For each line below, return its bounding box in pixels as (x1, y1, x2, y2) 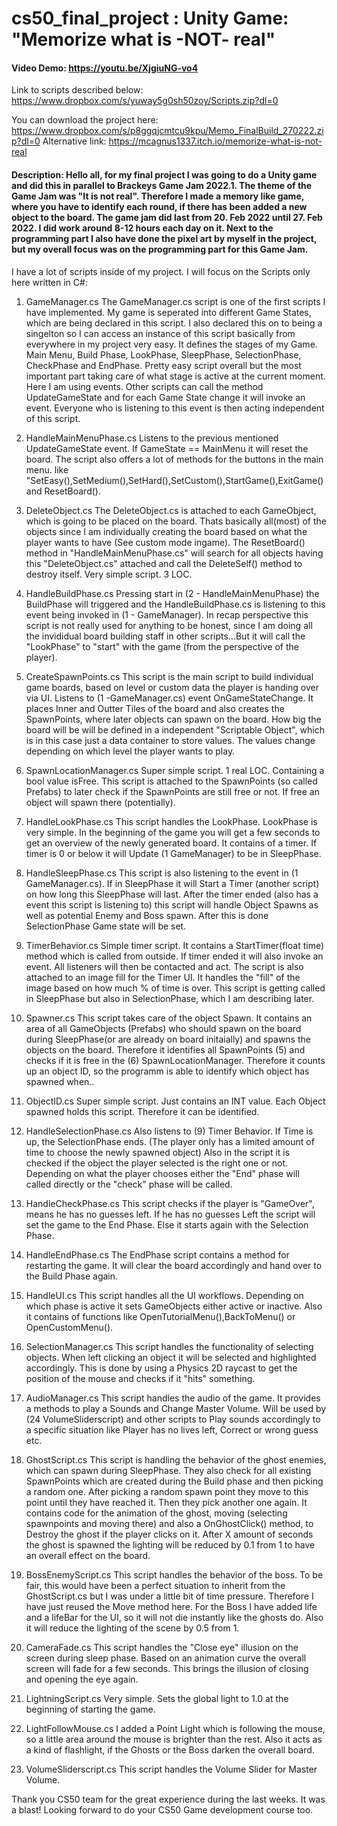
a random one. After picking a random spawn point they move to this (25, 1485, 309, 1497)
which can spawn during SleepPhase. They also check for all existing (25, 1464, 312, 1476)
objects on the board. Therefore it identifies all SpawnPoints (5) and (25, 1043, 306, 1056)
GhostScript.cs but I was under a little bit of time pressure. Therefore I (25, 1590, 314, 1602)
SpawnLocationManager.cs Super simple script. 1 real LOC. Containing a (25, 764, 325, 776)
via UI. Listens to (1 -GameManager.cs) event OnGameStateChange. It (25, 692, 314, 704)
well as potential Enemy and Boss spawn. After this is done (25, 909, 269, 921)
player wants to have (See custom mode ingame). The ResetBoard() (25, 536, 306, 548)
